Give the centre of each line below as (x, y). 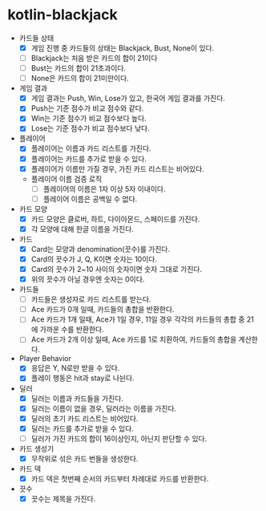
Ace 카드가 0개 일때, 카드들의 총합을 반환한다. (103, 310)
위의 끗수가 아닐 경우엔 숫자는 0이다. (88, 279)
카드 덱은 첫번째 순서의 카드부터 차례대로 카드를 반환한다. (120, 478)
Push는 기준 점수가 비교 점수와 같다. (87, 108)
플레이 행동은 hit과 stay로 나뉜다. (83, 378)
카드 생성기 (36, 448)
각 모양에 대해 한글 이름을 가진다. (82, 229)
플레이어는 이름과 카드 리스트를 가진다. (91, 148)
